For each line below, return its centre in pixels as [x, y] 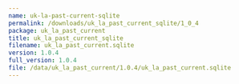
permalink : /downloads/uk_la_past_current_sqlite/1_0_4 [103, 23]
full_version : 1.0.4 [43, 61]
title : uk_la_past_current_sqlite [66, 38]
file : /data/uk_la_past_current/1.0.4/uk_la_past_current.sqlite [119, 68]
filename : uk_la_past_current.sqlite [71, 46]
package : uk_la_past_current [57, 30]
